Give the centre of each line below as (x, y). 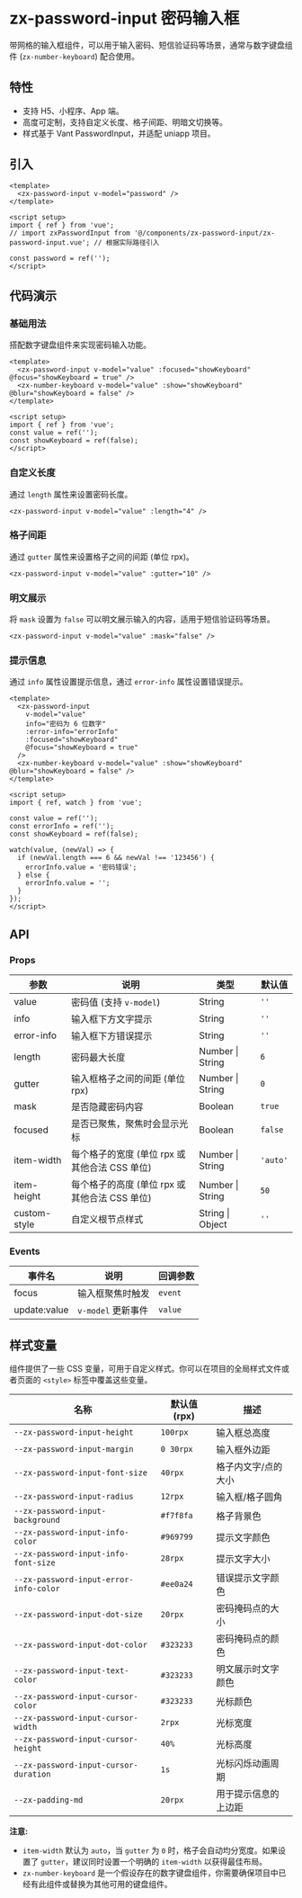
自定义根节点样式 (107, 1220)
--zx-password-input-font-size (81, 1473)
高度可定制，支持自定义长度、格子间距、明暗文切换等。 (124, 121)
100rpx (174, 1432)
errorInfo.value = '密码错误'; (81, 868)
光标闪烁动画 (244, 1764)
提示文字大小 (244, 1559)
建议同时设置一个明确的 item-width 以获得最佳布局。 (170, 1862)
